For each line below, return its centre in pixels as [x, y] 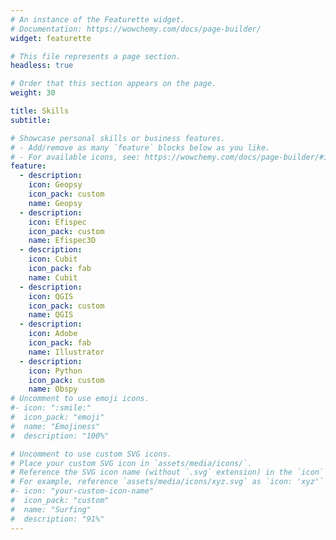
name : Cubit [53, 277]
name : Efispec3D [62, 241]
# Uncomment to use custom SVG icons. [91, 454]
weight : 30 [33, 93]
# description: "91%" [57, 519]
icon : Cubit [53, 259]
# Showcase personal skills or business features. [118, 138]
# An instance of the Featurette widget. [98, 19]
